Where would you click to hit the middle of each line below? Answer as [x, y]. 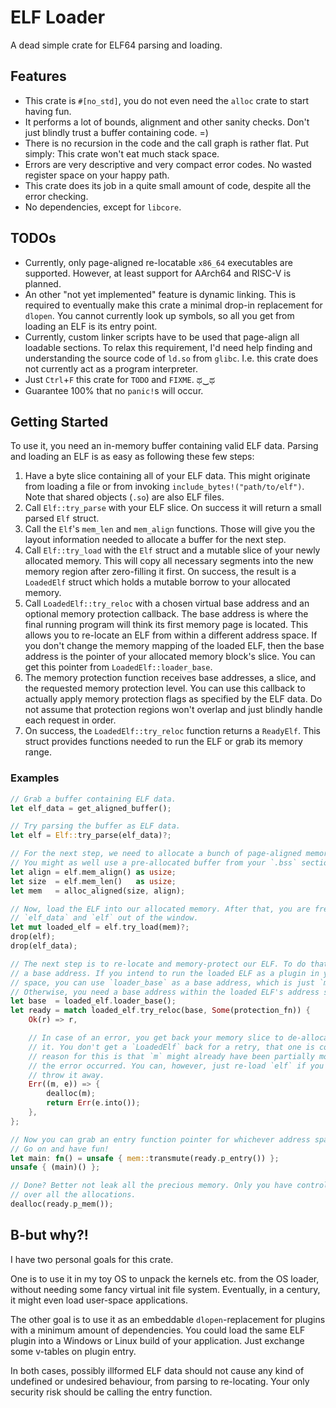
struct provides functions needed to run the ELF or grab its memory [163, 742]
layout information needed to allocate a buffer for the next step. [155, 540]
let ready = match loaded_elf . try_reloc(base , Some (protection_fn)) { [160, 1011]
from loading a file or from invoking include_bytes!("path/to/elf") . [164, 487]
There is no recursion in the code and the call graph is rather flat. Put [167, 143]
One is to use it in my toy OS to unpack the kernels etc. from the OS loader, [165, 1278]
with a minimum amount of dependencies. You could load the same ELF [158, 1330]
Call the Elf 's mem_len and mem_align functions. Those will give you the [170, 529]
